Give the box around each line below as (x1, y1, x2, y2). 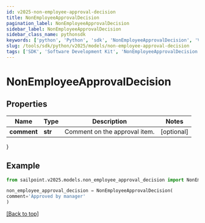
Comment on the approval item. (64, 127, 155, 136)
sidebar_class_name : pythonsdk (6, 32, 86, 38)
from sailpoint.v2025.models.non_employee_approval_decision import (6, 177, 184, 183)
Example (6, 161, 40, 171)
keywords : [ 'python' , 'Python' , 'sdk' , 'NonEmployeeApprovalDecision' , (6, 37, 192, 43)
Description (92, 117, 127, 126)
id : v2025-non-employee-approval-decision (6, 9, 116, 15)
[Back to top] (6, 210, 39, 218)
